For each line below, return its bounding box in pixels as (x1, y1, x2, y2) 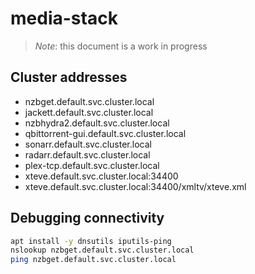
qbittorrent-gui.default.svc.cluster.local (24, 127, 187, 139)
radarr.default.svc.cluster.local (24, 148, 151, 161)
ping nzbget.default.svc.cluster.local (10, 255, 177, 265)
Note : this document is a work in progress (34, 40, 208, 52)
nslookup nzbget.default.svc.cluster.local (10, 245, 195, 256)
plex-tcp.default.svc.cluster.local (24, 159, 160, 171)
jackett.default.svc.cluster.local (24, 106, 154, 118)
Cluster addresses (10, 69, 128, 86)
